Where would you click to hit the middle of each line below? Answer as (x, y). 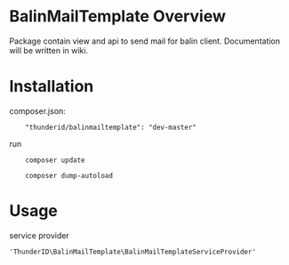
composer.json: (38, 111)
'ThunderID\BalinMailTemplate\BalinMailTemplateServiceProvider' (132, 252)
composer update (56, 160)
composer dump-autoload (69, 175)
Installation (52, 87)
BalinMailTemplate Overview (118, 16)
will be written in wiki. (49, 50)
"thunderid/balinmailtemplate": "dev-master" (111, 127)
